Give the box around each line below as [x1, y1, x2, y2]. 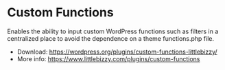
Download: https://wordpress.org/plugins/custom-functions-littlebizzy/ [16, 48, 217, 56]
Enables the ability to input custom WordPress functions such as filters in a [7, 27, 219, 35]
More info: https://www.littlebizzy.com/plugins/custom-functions [16, 54, 200, 63]
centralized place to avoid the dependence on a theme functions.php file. [7, 34, 215, 42]
